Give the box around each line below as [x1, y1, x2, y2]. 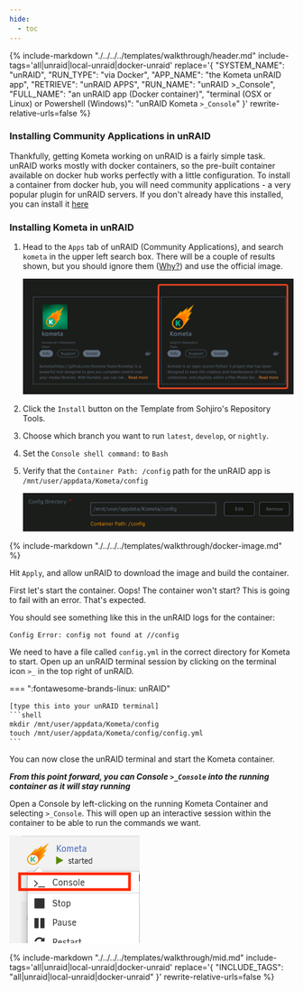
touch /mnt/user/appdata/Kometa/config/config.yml [9, 728, 204, 737]
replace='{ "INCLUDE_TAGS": [174, 961, 284, 972]
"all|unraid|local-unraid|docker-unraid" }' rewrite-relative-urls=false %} [9, 971, 275, 982]
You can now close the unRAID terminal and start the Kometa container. [9, 754, 275, 764]
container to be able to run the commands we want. [9, 817, 201, 828]
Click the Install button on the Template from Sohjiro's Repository [22, 403, 271, 414]
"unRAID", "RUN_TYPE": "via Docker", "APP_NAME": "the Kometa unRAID [9, 69, 282, 80]
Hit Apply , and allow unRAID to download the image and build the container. [9, 567, 289, 578]
